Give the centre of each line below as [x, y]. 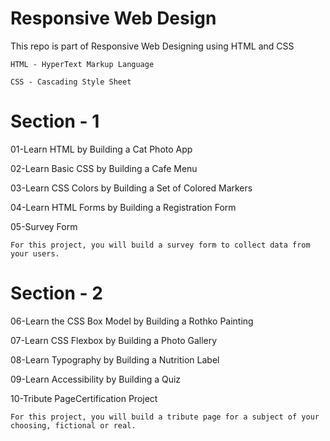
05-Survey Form [44, 226]
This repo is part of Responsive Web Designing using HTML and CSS [152, 46]
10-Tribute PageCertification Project [84, 398]
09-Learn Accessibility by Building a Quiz [96, 379]
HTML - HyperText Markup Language [82, 64]
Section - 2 [56, 293]
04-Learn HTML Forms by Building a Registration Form [123, 207]
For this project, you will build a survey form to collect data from [160, 245]
